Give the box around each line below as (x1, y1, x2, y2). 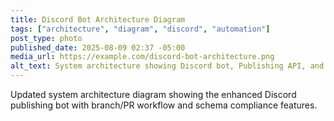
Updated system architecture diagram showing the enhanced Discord (10, 89, 297, 100)
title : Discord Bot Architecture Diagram (10, 14, 186, 25)
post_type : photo (10, 33, 83, 43)
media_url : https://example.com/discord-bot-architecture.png (10, 52, 275, 62)
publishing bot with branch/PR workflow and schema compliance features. (10, 99, 318, 111)
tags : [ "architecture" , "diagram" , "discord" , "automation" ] (10, 24, 271, 34)
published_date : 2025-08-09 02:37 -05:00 (10, 42, 186, 53)
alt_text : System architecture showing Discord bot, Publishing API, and (10, 61, 325, 71)
